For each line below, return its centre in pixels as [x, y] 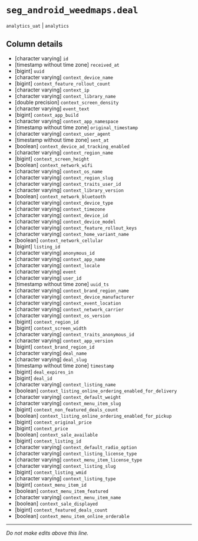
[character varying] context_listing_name [65, 384]
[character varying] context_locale [57, 265]
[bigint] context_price [41, 428]
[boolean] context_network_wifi [54, 165]
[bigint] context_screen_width [50, 328]
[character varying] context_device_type [64, 202]
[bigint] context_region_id [47, 322]
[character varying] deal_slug [51, 359]
